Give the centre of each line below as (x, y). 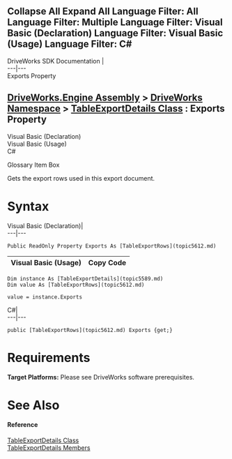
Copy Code (107, 262)
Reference (23, 425)
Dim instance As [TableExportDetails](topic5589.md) (85, 278)
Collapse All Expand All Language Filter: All (103, 12)
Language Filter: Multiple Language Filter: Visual (115, 23)
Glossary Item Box (33, 165)
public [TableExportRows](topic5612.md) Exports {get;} (90, 330)
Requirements (49, 358)
